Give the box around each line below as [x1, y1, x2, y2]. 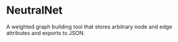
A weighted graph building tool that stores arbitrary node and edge [6, 23, 173, 30]
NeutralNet [6, 4, 63, 17]
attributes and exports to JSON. [6, 29, 85, 36]
